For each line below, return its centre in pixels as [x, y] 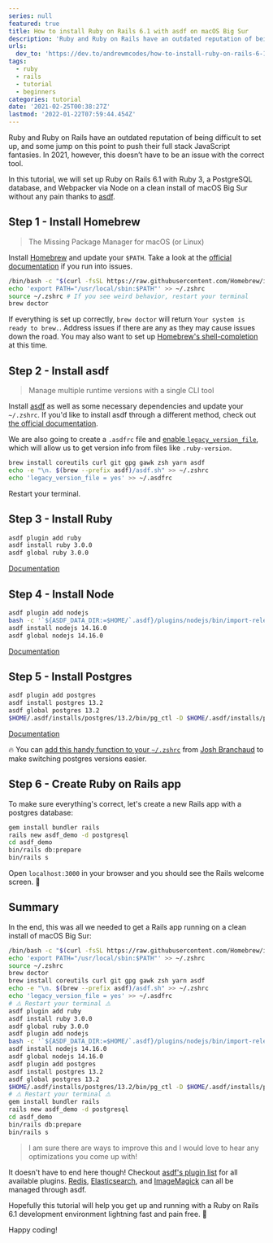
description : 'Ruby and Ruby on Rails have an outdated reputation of [130, 39]
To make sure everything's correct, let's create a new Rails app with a [125, 803]
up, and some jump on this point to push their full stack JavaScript [119, 146]
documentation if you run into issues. [70, 266]
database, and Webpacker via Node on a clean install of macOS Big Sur [128, 188]
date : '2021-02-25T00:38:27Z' [60, 107]
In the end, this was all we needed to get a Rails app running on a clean [128, 927]
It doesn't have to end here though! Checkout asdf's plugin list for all [123, 1172]
